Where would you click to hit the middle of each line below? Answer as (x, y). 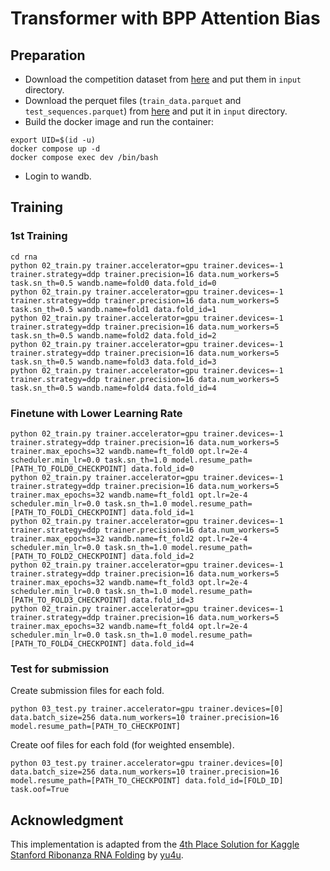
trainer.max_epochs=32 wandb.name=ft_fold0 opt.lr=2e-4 (129, 451)
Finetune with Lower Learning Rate (96, 413)
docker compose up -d (55, 149)
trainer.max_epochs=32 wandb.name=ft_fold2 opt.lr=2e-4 (129, 538)
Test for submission (60, 669)
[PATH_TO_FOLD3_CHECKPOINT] (69, 600)
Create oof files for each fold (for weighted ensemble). (122, 745)
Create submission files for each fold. (87, 691)
